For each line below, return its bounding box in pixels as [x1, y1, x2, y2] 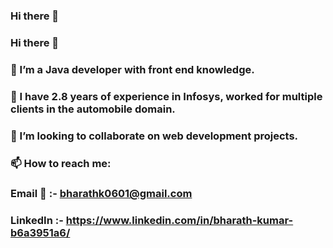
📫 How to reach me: [10, 156, 112, 170]
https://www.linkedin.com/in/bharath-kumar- [65, 214, 294, 228]
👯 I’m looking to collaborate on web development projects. [10, 129, 299, 143]
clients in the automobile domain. [10, 102, 176, 116]
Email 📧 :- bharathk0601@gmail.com [10, 187, 193, 201]
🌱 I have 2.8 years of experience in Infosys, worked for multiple [10, 89, 323, 103]
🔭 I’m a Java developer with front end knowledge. [10, 62, 255, 76]
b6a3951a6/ [10, 226, 71, 240]
